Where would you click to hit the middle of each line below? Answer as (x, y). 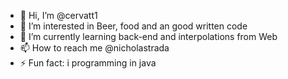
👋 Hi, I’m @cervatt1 (58, 15)
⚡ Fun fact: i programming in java (88, 63)
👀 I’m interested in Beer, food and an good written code (133, 26)
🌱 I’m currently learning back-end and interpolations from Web (148, 36)
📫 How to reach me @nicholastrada (94, 48)
